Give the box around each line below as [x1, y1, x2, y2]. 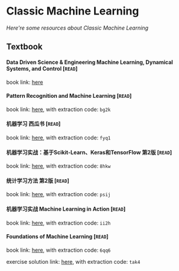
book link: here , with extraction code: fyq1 [6, 134, 111, 141]
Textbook [6, 42, 43, 52]
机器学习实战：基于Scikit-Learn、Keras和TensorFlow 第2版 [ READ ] [6, 148, 172, 156]
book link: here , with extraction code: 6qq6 [6, 246, 111, 253]
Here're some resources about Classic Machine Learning [6, 24, 149, 31]
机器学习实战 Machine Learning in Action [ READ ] [6, 205, 126, 212]
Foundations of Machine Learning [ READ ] [6, 233, 108, 240]
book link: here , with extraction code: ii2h [6, 219, 111, 226]
